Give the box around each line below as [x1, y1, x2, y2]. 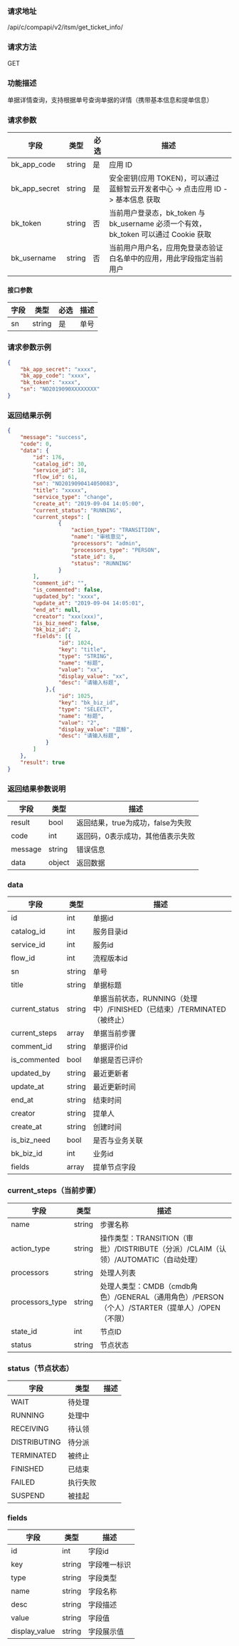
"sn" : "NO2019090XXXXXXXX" [20, 385, 100, 393]
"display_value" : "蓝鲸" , [58, 726, 133, 733]
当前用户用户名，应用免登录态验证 [109, 243, 223, 253]
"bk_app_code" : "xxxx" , [20, 373, 91, 380]
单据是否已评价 [92, 1055, 144, 1065]
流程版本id [92, 954, 128, 964]
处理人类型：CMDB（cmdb [100, 1281, 191, 1291]
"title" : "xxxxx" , [33, 487, 87, 494]
